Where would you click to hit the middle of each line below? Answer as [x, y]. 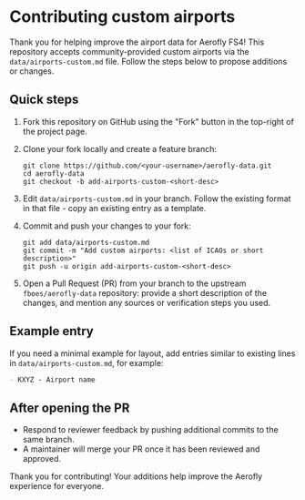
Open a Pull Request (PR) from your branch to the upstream [134, 283]
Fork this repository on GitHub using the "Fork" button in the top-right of [158, 121]
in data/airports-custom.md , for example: [86, 362]
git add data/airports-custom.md [86, 242]
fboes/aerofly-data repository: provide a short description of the [144, 292]
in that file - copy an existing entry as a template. [114, 208]
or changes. [32, 71]
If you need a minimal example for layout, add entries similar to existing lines [152, 353]
